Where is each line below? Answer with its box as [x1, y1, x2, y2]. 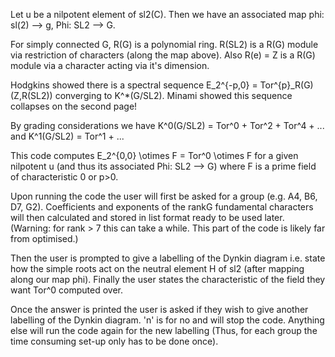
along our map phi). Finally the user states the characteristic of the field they [10, 274, 326, 285]
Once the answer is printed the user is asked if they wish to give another [10, 304, 309, 315]
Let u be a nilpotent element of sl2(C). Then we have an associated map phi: [10, 9, 325, 20]
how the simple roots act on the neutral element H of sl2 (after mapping [10, 263, 305, 274]
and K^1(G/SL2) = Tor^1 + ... [10, 130, 125, 142]
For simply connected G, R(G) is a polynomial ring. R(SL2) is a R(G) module [10, 39, 319, 50]
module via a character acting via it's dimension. [10, 60, 210, 71]
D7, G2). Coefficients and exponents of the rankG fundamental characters [10, 201, 314, 213]
